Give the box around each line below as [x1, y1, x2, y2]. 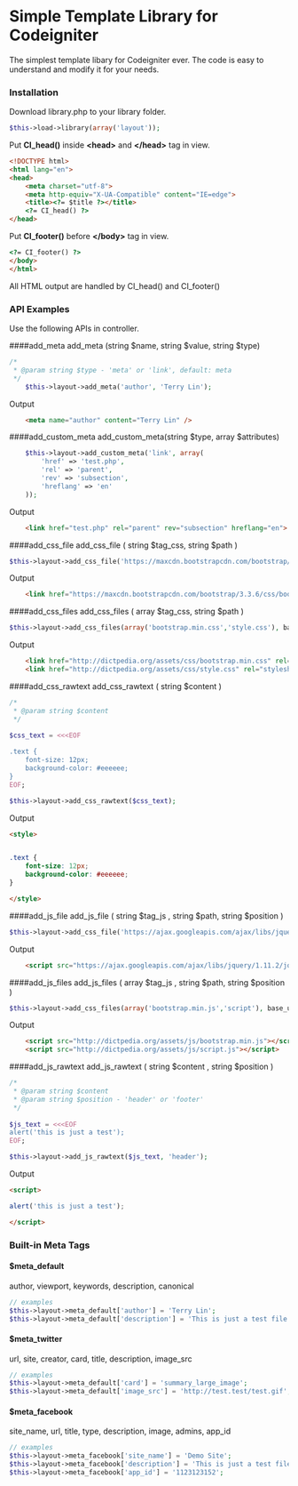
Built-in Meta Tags [9, 1239, 90, 1251]
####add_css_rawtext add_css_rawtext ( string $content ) [9, 680, 222, 691]
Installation [9, 86, 59, 99]
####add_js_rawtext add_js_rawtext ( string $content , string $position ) [9, 1061, 274, 1072]
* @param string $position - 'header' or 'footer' [12, 1095, 204, 1104]
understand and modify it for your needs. [9, 64, 160, 75]
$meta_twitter [9, 1334, 63, 1344]
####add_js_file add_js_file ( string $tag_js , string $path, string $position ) [9, 910, 284, 921]
